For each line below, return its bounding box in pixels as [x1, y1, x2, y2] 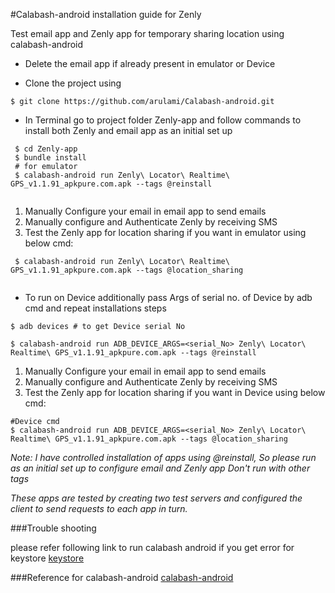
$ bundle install [14, 153, 87, 163]
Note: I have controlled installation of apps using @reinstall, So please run [10, 452, 317, 463]
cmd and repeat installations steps [24, 302, 167, 314]
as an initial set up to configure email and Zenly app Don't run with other [10, 462, 311, 474]
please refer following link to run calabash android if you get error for [10, 542, 295, 553]
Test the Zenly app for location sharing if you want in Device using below [24, 387, 326, 398]
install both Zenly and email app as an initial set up [24, 125, 233, 136]
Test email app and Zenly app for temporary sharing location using [10, 28, 285, 39]
